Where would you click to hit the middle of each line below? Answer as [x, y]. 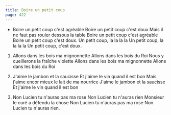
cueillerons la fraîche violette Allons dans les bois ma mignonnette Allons [89, 61]
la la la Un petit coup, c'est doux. [47, 45]
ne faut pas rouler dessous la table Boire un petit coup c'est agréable [85, 35]
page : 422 [16, 15]
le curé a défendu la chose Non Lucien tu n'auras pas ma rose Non [83, 102]
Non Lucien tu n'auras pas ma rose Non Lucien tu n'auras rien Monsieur [88, 97]
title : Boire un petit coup [35, 10]
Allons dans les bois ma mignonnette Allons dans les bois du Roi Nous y [88, 55]
